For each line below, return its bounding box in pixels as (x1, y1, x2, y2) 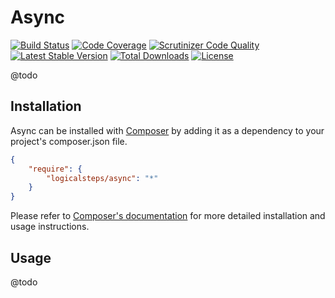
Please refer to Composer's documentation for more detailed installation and (10, 210, 326, 222)
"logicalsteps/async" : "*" (46, 173, 159, 183)
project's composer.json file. (10, 135, 128, 147)
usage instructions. (10, 221, 90, 233)
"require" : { (28, 164, 83, 174)
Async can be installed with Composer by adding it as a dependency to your (10, 124, 325, 136)
